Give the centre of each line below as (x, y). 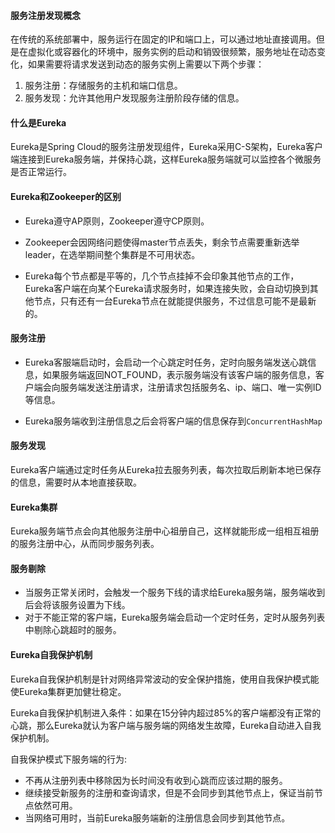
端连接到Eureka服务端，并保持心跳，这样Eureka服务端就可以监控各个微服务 (166, 159)
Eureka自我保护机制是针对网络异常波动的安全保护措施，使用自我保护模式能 (165, 679)
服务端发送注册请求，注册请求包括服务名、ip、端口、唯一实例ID (190, 387)
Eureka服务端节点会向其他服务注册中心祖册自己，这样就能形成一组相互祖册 (165, 531)
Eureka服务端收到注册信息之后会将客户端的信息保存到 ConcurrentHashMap (173, 421)
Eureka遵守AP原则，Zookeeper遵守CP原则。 (117, 221)
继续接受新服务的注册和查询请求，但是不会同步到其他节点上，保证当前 (169, 792)
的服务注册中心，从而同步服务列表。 (85, 544)
